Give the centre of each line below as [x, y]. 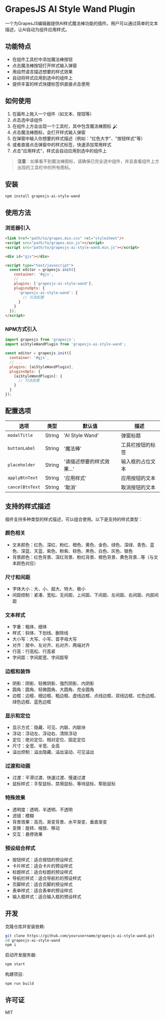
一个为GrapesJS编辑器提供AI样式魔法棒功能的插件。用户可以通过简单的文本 [82, 23]
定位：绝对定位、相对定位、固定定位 [49, 740]
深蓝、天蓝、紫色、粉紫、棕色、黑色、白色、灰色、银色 [77, 551]
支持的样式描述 [28, 507]
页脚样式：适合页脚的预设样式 [42, 884]
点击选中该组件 [27, 120]
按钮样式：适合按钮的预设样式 [42, 859]
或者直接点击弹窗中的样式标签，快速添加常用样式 [62, 144]
